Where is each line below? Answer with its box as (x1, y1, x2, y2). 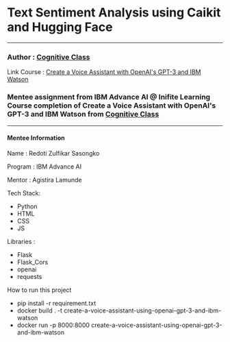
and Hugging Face (7, 19, 113, 35)
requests (16, 272, 42, 280)
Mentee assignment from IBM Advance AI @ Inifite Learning (7, 93, 211, 102)
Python (16, 202, 38, 210)
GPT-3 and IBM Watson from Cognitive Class (7, 110, 159, 119)
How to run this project (7, 286, 72, 294)
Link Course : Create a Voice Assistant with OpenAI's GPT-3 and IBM (7, 68, 201, 76)
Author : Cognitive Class (7, 52, 90, 62)
